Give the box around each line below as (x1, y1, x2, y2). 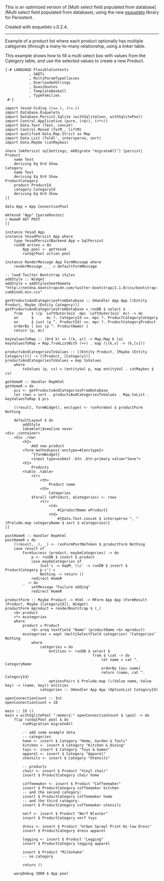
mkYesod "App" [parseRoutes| (5, 213, 64, 217)
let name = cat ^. (101, 657, 139, 662)
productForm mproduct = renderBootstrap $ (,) (5, 606, 102, 611)
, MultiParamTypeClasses (29, 76, 80, 81)
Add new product (31, 444, 64, 449)
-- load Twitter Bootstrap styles (5, 273, 76, 278)
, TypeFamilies (29, 93, 60, 98)
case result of (14, 546, 45, 551)
